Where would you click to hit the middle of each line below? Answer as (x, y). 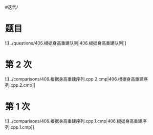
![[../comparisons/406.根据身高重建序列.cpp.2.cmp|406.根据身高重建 (75, 79)
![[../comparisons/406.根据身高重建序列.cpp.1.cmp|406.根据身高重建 (74, 121)
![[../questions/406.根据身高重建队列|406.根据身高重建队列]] (66, 43)
